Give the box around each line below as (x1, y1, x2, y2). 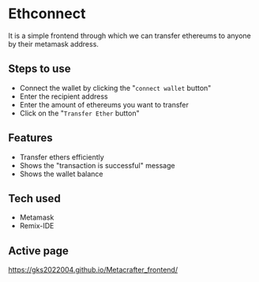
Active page (8, 244, 69, 258)
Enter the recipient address (19, 92, 108, 101)
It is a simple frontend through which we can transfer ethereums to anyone (8, 31, 251, 40)
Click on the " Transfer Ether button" (19, 108, 140, 118)
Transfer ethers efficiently (19, 152, 104, 162)
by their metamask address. (8, 39, 99, 48)
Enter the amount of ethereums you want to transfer (19, 100, 190, 109)
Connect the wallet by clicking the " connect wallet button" (19, 83, 212, 92)
